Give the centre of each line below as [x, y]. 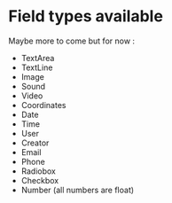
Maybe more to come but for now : [71, 41]
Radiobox [39, 171]
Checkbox [40, 180]
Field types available [86, 16]
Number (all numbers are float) [78, 190]
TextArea [38, 58]
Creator [35, 143]
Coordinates [43, 105]
